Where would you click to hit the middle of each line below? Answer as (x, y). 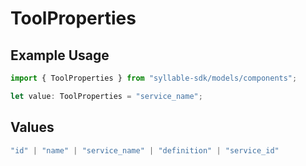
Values (32, 127)
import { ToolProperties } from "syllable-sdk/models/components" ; (154, 78)
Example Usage (60, 55)
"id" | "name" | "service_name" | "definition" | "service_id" (145, 150)
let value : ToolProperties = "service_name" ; (106, 96)
